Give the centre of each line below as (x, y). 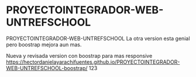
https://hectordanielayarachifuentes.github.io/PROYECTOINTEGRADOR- (93, 62)
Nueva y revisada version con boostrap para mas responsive (79, 56)
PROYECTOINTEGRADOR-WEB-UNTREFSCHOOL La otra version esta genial (98, 38)
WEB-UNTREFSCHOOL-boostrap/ (47, 68)
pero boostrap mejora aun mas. (44, 45)
